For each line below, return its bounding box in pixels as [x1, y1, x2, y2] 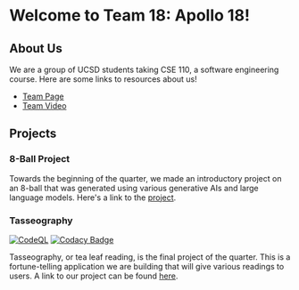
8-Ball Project [9, 153, 71, 165]
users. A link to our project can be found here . [9, 270, 179, 281]
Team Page [21, 91, 64, 101]
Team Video [21, 101, 67, 111]
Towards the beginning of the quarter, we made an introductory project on [9, 173, 282, 183]
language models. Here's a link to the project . [9, 192, 177, 203]
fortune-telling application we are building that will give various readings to [9, 261, 285, 271]
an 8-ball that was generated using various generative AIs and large [9, 182, 259, 193]
